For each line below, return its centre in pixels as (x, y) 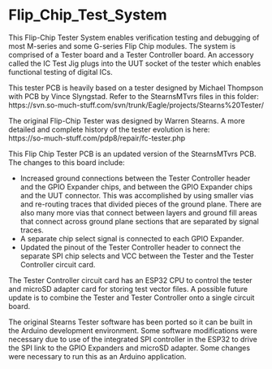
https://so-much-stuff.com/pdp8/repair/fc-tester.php (97, 138)
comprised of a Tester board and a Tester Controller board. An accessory (131, 54)
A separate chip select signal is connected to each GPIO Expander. (132, 238)
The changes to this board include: (67, 162)
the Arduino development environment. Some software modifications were (133, 330)
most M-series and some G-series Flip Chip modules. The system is (122, 46)
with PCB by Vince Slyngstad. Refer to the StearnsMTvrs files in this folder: (134, 96)
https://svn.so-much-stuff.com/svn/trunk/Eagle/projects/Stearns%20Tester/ (136, 105)
